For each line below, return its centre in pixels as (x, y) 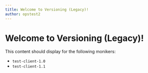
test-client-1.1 (29, 67)
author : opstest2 (23, 14)
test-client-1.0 (29, 61)
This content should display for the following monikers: (61, 52)
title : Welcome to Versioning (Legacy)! (47, 9)
